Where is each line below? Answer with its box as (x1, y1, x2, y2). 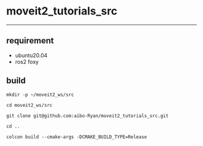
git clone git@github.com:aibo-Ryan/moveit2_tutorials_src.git (6, 113, 169, 119)
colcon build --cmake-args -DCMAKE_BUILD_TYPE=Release (6, 134, 147, 140)
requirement (6, 36, 54, 46)
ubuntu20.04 (14, 51, 48, 59)
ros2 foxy (14, 58, 39, 65)
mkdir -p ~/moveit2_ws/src (6, 92, 74, 98)
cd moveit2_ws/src (6, 102, 53, 108)
